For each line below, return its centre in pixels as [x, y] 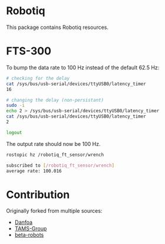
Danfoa [24, 222]
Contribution [38, 195]
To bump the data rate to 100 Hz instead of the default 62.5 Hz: [83, 67]
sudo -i [16, 105]
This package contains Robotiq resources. [57, 27]
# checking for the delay [38, 78]
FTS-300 [29, 51]
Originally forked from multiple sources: [54, 211]
